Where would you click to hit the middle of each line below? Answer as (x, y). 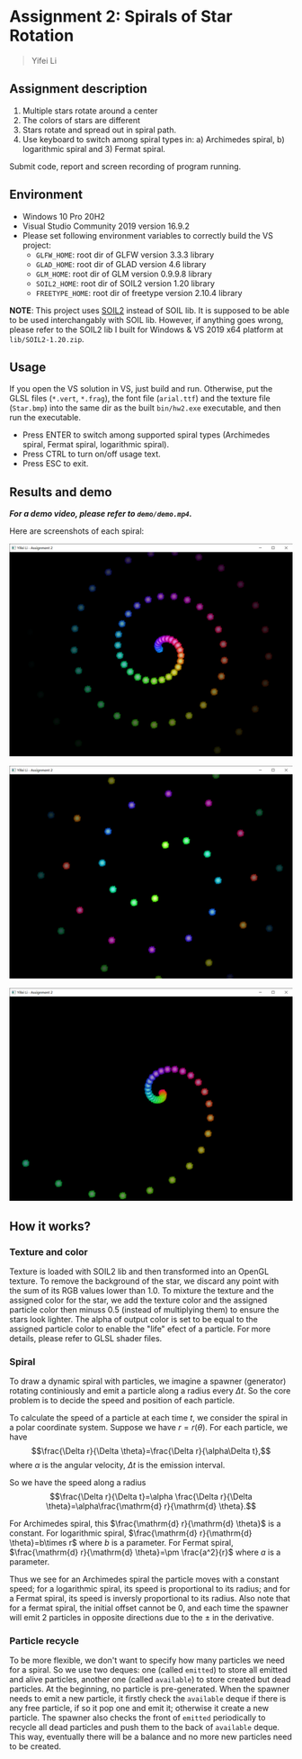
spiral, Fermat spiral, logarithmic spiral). (95, 445)
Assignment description (79, 89)
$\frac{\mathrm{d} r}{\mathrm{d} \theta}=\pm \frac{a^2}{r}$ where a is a (145, 1552)
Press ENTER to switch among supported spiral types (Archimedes (146, 435)
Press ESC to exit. (55, 464)
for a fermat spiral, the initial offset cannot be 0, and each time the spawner (149, 1608)
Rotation (42, 36)
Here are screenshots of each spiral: (77, 531)
